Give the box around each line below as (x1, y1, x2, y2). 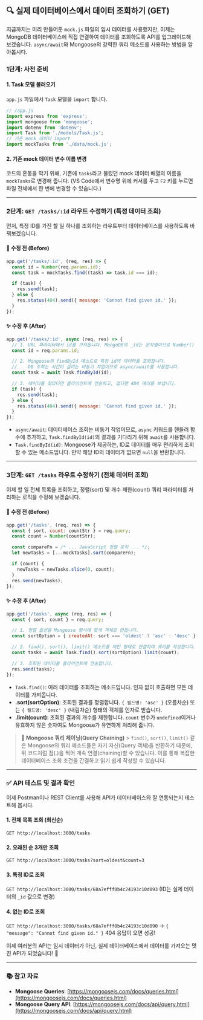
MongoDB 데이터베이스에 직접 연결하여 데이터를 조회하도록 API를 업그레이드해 (6, 33, 192, 41)
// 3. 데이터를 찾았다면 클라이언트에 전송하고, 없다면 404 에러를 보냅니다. (11, 380, 176, 387)
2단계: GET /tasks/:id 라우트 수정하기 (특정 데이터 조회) (6, 207, 161, 216)
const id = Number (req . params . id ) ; (11, 264, 101, 270)
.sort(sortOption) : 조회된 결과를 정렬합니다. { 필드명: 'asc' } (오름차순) (14, 698, 189, 706)
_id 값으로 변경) (17, 893, 56, 900)
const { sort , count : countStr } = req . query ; (11, 528, 131, 534)
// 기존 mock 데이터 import (6, 135, 71, 142)
